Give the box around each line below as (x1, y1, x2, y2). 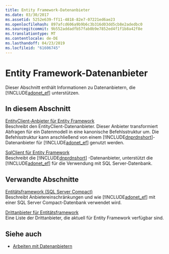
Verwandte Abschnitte (5, 175, 79, 184)
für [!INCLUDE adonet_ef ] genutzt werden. (36, 140, 125, 146)
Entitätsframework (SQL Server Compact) (5, 189, 93, 195)
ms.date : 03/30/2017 (5, 12, 50, 17)
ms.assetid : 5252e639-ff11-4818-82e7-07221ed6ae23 (5, 17, 115, 22)
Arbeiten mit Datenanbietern (12, 243, 73, 249)
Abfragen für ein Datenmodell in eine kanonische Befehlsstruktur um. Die (5, 129, 159, 135)
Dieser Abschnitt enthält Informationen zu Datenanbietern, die (5, 84, 136, 90)
